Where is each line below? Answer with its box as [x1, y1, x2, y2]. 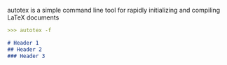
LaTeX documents [7, 13, 60, 22]
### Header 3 [7, 52, 46, 59]
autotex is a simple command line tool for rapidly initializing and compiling [7, 6, 221, 14]
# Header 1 [7, 39, 39, 46]
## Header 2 [7, 45, 42, 53]
